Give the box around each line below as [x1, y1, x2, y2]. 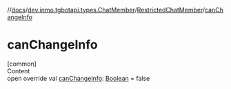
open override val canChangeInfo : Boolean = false [7, 74, 150, 82]
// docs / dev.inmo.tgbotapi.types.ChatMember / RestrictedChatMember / [7, 6, 205, 14]
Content [7, 66, 30, 75]
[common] [7, 60, 37, 68]
